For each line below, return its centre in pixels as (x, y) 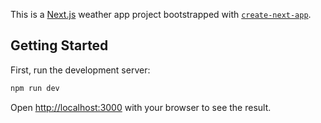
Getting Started (59, 45)
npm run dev (35, 88)
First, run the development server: (80, 70)
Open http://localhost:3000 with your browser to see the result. (141, 107)
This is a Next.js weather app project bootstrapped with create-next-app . (161, 14)
